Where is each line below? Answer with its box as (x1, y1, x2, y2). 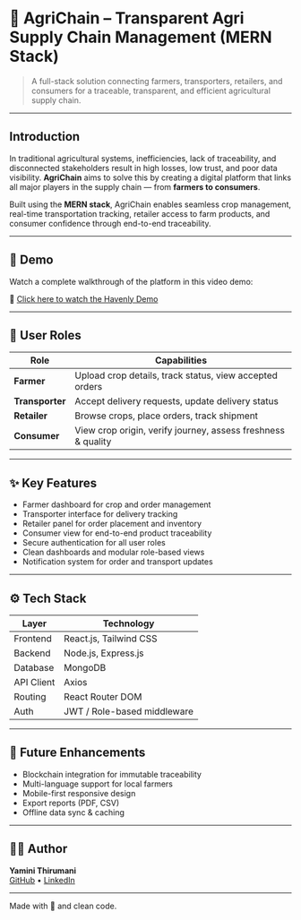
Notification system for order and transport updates (21, 556, 213, 567)
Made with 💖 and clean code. (9, 900, 117, 911)
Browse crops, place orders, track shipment (74, 409, 258, 422)
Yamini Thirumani (9, 864, 77, 876)
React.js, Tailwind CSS (64, 632, 159, 644)
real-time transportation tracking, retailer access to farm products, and (9, 208, 271, 219)
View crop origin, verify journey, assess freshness (74, 425, 285, 437)
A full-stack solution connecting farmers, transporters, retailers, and (30, 75, 283, 86)
